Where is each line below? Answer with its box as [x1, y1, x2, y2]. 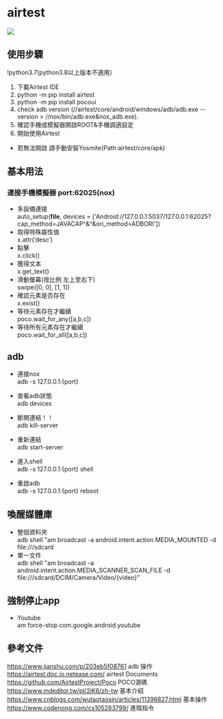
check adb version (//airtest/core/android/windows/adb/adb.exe [16, 105, 198, 113]
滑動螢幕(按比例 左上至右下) [16, 276, 96, 284]
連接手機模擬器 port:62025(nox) [7, 188, 115, 198]
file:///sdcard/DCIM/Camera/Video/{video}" [16, 574, 140, 582]
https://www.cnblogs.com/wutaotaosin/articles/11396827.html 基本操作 [7, 695, 207, 703]
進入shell [16, 458, 43, 466]
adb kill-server [16, 421, 59, 429]
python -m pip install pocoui [16, 97, 97, 106]
